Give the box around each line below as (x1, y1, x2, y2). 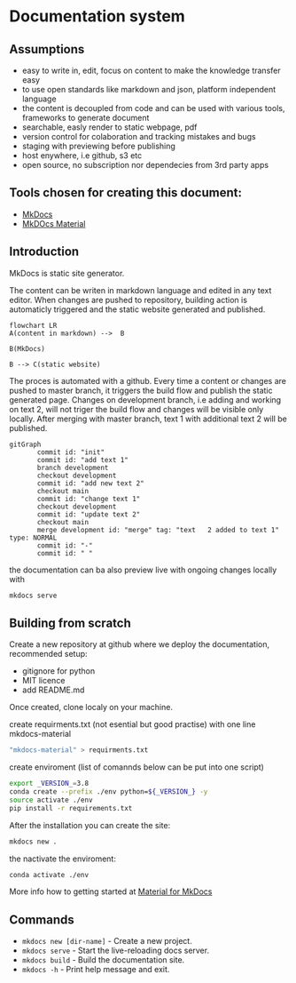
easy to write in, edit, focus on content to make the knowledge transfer (21, 65, 281, 76)
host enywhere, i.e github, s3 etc (21, 150, 143, 161)
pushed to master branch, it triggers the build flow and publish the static (9, 385, 273, 396)
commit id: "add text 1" (36, 455, 129, 464)
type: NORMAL (9, 533, 58, 542)
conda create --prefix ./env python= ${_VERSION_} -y (9, 787, 208, 796)
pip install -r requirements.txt (9, 803, 133, 812)
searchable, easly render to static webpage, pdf (21, 122, 198, 132)
